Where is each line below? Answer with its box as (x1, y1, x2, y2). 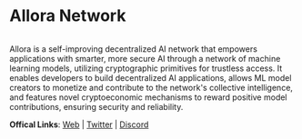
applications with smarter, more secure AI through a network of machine (9, 53, 281, 64)
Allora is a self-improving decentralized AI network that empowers (9, 43, 257, 55)
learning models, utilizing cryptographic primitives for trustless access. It (9, 63, 283, 74)
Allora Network (9, 5, 126, 26)
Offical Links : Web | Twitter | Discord (9, 119, 149, 130)
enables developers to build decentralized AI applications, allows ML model (9, 72, 292, 83)
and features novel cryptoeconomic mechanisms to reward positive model (9, 92, 288, 103)
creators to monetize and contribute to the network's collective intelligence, (9, 82, 294, 93)
